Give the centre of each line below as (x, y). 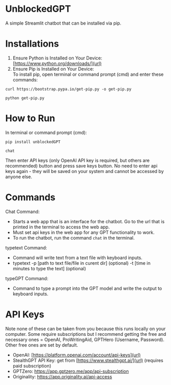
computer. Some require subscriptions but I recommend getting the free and (86, 334)
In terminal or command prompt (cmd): (46, 132)
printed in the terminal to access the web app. (61, 227)
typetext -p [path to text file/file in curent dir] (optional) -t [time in (82, 263)
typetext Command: (26, 248)
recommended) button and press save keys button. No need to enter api (81, 166)
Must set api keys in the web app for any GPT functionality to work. (84, 232)
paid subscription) (32, 366)
